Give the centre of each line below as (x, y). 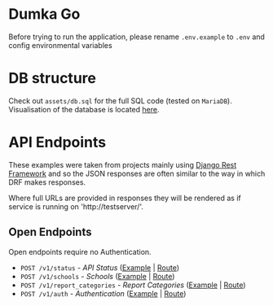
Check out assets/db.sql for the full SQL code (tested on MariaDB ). (120, 101)
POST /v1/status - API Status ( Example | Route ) (100, 267)
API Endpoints (57, 142)
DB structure (52, 79)
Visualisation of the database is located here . (84, 109)
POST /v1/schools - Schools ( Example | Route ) (97, 276)
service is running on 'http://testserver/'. (76, 206)
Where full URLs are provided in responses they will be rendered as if (125, 198)
